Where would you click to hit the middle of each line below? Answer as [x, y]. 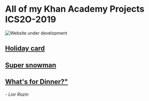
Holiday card [25, 48]
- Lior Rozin [17, 94]
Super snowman [31, 65]
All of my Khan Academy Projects [75, 9]
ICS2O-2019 [31, 19]
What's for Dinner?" [37, 82]
